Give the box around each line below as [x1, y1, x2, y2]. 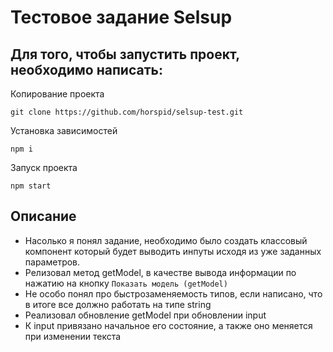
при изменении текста [24, 330, 122, 342]
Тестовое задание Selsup [10, 6, 233, 29]
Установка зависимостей [10, 125, 118, 136]
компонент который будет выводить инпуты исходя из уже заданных [24, 245, 322, 257]
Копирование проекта [10, 88, 105, 100]
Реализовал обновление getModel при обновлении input [24, 309, 267, 321]
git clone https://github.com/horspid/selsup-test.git [10, 107, 244, 117]
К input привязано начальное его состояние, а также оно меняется [24, 319, 313, 331]
